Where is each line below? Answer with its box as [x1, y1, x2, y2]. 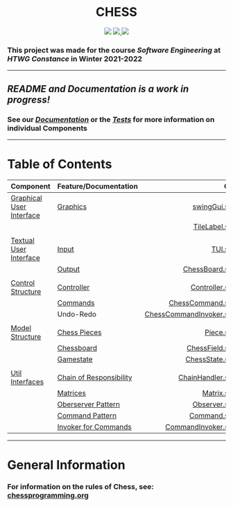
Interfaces [10, 377, 44, 386]
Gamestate [57, 354, 93, 364]
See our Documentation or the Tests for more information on [7, 114, 215, 124]
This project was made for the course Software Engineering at [7, 45, 221, 55]
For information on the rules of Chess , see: [7, 481, 154, 491]
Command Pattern [57, 411, 116, 420]
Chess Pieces [57, 327, 102, 337]
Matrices [57, 388, 87, 397]
